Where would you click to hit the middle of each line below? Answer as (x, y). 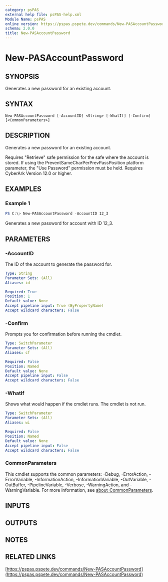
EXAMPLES (23, 189)
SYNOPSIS (22, 76)
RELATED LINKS (30, 557)
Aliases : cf (17, 352)
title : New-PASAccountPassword (38, 33)
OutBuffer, (16, 485)
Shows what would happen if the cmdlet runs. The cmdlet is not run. (75, 404)
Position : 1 (17, 296)
